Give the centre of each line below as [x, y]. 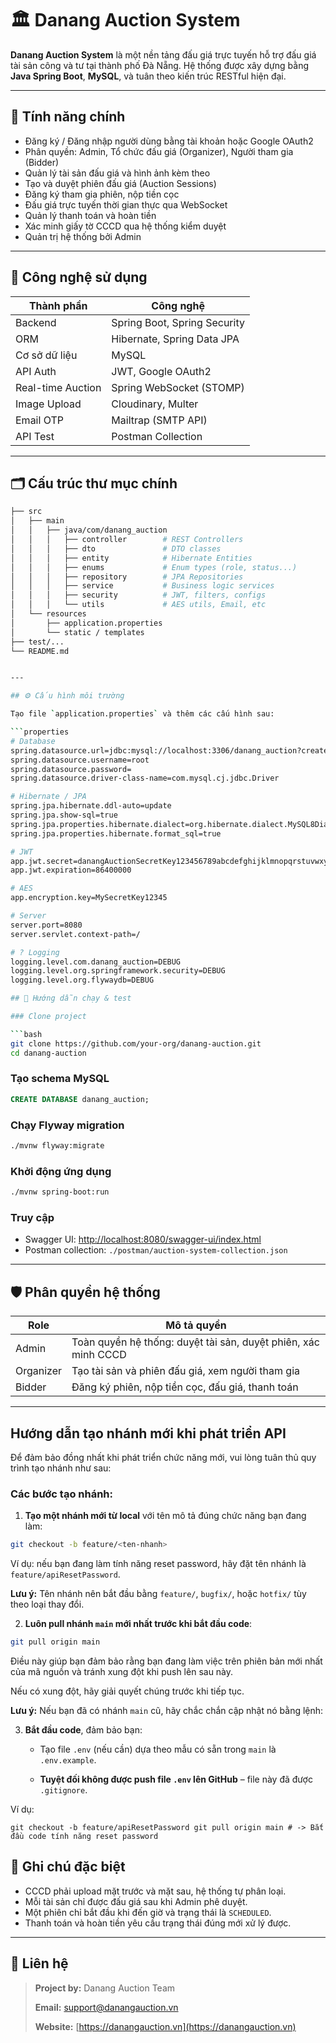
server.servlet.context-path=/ [75, 934]
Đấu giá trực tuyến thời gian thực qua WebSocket [126, 204]
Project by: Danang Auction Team [105, 1988]
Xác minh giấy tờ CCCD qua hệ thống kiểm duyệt [125, 226]
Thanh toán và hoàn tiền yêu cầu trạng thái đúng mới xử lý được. [158, 1923]
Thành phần [58, 305]
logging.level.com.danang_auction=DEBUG [96, 962]
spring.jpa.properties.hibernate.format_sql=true [116, 833]
